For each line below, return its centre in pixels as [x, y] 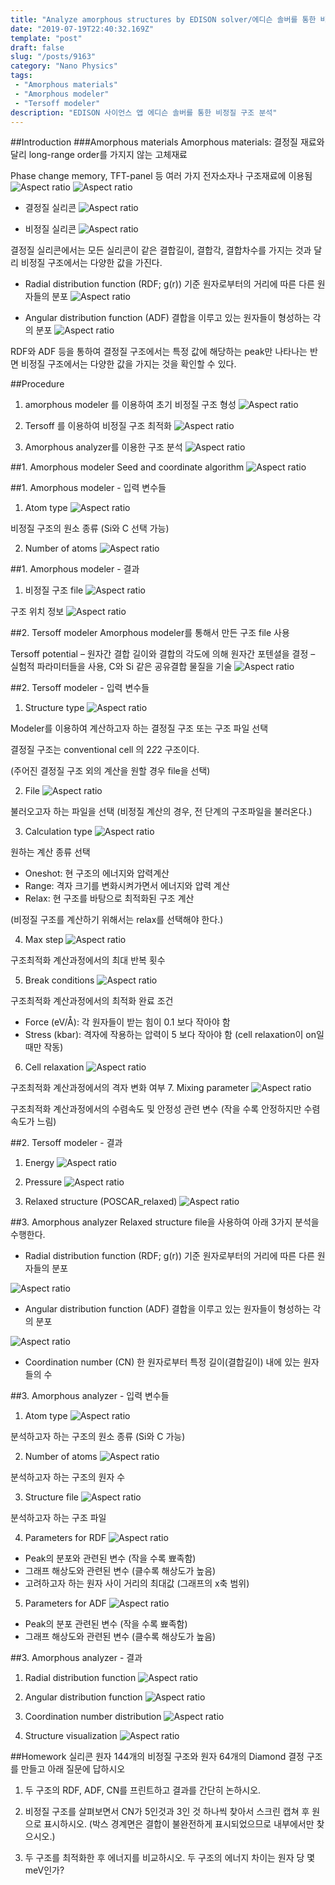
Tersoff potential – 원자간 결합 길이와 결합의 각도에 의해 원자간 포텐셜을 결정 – [163, 654]
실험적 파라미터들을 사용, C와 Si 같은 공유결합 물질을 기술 [121, 667]
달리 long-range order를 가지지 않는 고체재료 [99, 155]
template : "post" [46, 38]
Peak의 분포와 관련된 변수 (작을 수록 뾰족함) [110, 1558]
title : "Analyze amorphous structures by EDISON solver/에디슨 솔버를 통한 [163, 19]
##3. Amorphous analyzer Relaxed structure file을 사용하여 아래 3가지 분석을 [165, 1222]
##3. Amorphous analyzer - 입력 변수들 [90, 1396]
